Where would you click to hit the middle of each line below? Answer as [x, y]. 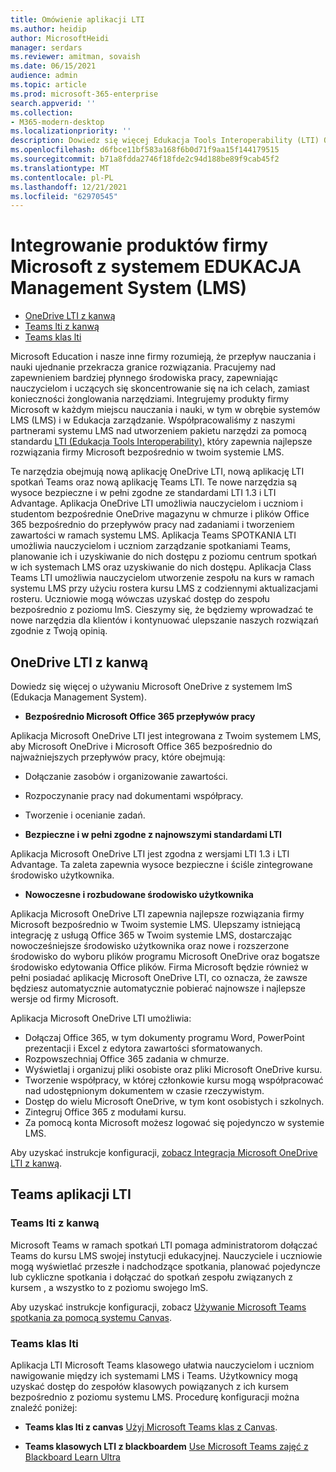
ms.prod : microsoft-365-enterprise [84, 94]
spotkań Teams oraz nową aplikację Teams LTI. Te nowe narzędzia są [154, 482]
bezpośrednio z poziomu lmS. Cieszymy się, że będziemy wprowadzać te [162, 610]
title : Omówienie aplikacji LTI [77, 19]
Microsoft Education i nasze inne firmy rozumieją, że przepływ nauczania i [163, 357]
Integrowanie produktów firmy [139, 245]
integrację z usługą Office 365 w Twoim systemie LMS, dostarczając [151, 935]
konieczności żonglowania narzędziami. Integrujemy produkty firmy [150, 399]
